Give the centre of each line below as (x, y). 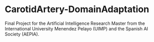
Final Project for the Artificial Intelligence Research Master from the (75, 23)
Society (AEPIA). (22, 34)
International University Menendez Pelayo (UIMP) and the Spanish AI (76, 28)
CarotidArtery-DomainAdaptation (77, 9)
